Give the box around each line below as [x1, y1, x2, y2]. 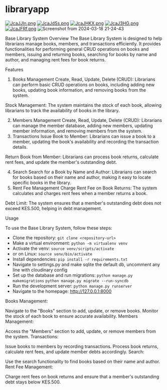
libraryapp [5, 4, 50, 15]
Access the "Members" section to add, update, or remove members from [5, 328, 156, 334]
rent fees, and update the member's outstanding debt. [5, 159, 117, 165]
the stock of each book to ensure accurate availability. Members [5, 313, 138, 319]
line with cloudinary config [12, 267, 68, 273]
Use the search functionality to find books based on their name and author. [5, 358, 160, 364]
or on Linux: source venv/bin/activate [12, 250, 93, 256]
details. [12, 144, 28, 150]
